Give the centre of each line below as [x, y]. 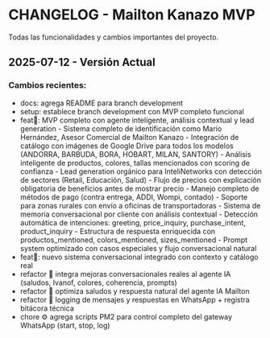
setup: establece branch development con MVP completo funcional [132, 111]
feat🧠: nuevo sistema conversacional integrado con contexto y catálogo [139, 257]
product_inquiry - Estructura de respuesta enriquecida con [118, 231]
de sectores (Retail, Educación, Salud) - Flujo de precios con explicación [141, 179]
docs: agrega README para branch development [102, 103]
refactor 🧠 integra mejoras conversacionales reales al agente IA [125, 274]
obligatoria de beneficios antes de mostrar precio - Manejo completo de [139, 188]
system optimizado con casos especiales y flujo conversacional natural [138, 248]
